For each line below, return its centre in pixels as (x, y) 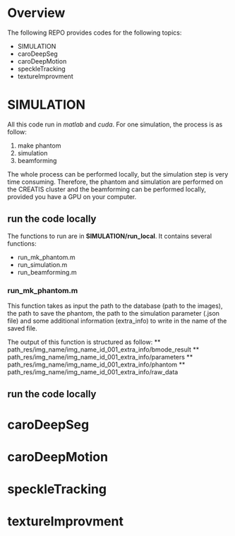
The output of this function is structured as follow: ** (84, 342)
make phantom (39, 145)
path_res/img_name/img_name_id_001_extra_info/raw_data (93, 371)
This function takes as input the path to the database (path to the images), (115, 306)
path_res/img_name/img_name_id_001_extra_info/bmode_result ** (103, 349)
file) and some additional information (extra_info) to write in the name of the (117, 321)
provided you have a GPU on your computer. (72, 196)
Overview (36, 13)
